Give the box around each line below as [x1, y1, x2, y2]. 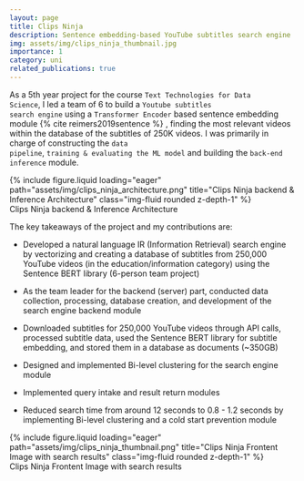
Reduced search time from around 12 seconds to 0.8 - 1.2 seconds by [22, 404, 284, 415]
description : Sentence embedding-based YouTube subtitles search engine [9, 30, 291, 39]
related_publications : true [9, 65, 117, 74]
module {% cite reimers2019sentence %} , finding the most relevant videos [9, 118, 291, 128]
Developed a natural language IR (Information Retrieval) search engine [22, 239, 287, 250]
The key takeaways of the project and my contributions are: [9, 220, 233, 232]
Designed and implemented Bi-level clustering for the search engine [22, 359, 279, 370]
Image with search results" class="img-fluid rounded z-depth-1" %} [9, 451, 264, 462]
